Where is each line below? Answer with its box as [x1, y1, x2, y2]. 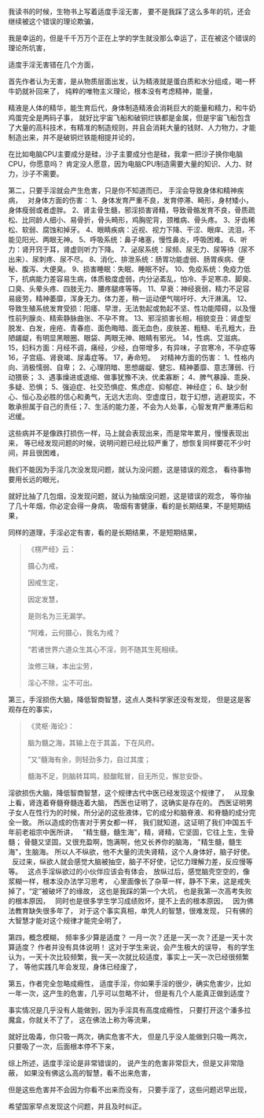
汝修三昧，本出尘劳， [27, 661, 97, 671]
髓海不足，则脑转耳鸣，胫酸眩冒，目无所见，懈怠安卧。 [27, 771, 207, 781]
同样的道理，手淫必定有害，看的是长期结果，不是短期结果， [8, 528, 201, 537]
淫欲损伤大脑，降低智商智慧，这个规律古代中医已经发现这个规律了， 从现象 [8, 789, 255, 797]
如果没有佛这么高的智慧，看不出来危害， [23, 1068, 155, 1077]
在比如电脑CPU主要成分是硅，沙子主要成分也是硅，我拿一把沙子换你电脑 [8, 149, 244, 159]
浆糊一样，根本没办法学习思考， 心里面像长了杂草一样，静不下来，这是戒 [8, 877, 244, 886]
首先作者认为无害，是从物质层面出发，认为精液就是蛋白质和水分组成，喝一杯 [8, 77, 256, 86]
